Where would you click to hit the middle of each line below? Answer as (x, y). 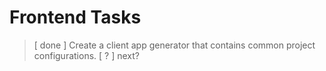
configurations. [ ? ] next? (86, 55)
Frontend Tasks (75, 17)
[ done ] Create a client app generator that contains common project (174, 45)
